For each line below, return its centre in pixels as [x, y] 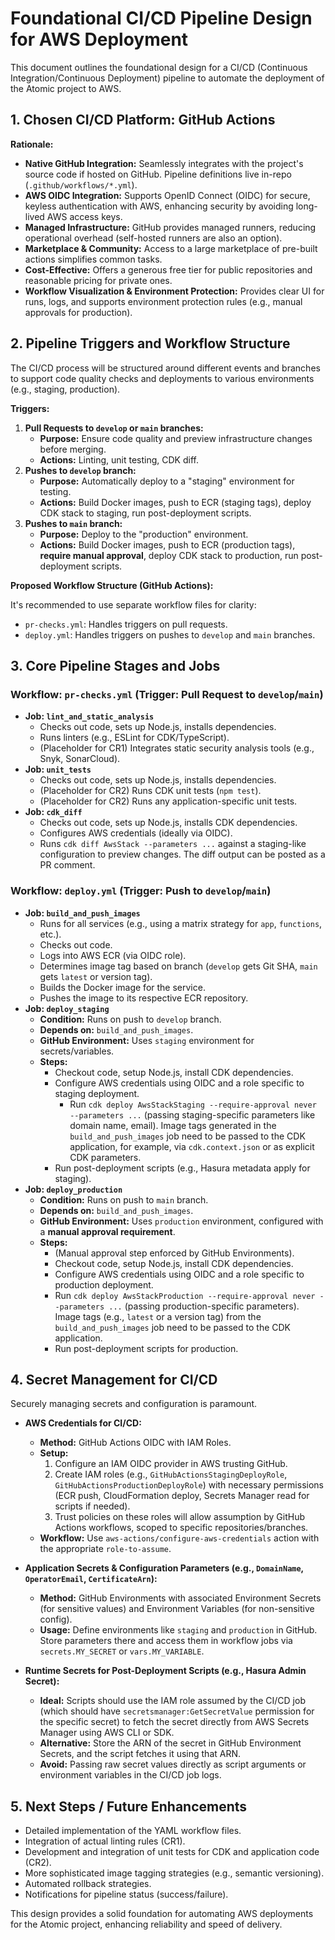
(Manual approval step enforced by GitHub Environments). [174, 1253]
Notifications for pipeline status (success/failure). [126, 1894]
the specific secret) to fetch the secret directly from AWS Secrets [174, 1722]
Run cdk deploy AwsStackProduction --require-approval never [185, 1295]
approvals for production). [78, 312]
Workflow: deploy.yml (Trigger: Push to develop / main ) [141, 891]
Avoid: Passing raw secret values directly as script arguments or [173, 1764]
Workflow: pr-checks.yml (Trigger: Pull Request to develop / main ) [167, 694]
